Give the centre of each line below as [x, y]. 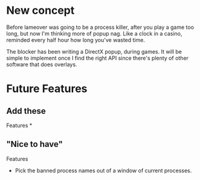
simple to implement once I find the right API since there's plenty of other [98, 58]
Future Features [47, 89]
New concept [40, 11]
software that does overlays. [42, 64]
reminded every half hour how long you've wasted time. [76, 40]
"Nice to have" [35, 144]
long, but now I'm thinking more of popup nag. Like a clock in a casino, [94, 33]
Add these [26, 111]
